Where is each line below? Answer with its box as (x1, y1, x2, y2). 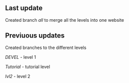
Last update (5, 4, 43, 12)
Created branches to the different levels (5, 44, 87, 50)
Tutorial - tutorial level (5, 64, 51, 70)
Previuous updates (5, 32, 65, 40)
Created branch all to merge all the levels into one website (5, 17, 124, 23)
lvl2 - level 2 (5, 73, 31, 79)
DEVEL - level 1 (5, 54, 36, 60)
